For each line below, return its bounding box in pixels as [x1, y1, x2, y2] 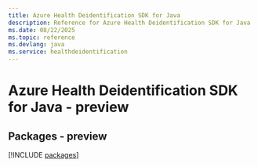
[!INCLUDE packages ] [8, 151, 79, 159]
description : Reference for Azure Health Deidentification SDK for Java [8, 19, 251, 27]
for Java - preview [8, 99, 129, 116]
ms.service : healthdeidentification [8, 48, 128, 56]
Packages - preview [8, 129, 107, 143]
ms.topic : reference [8, 33, 76, 42]
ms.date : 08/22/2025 [8, 26, 76, 34]
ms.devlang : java [8, 41, 65, 49]
